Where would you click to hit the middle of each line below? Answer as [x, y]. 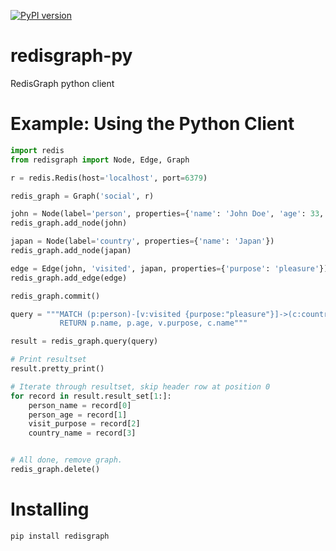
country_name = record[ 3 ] [82, 433]
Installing [50, 509]
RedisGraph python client [62, 83]
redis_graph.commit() [55, 296]
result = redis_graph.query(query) [84, 341]
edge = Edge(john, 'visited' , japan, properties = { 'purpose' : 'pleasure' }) [169, 268]
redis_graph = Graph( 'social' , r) [82, 196]
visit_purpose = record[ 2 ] [84, 424]
